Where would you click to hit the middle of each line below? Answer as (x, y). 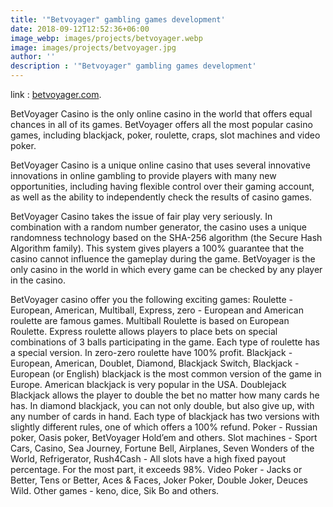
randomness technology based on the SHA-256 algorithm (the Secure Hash (166, 237)
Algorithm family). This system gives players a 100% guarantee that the (157, 248)
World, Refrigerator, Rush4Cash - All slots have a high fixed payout (148, 459)
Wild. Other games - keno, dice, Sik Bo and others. (115, 490)
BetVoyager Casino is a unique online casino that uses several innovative (160, 165)
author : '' (33, 57)
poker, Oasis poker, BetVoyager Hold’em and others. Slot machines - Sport (164, 437)
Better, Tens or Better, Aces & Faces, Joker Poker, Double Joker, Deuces (159, 480)
